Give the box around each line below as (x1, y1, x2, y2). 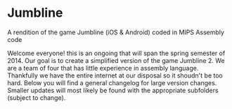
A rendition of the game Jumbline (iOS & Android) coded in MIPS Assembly (7, 28, 225, 36)
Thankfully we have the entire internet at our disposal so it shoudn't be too (7, 71, 223, 80)
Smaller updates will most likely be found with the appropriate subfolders (7, 86, 219, 94)
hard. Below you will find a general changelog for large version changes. (7, 78, 217, 87)
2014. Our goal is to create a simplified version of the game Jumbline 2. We (7, 56, 225, 64)
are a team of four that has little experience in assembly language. (7, 64, 199, 72)
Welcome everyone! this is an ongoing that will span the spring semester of (7, 49, 226, 57)
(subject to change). (7, 93, 66, 102)
